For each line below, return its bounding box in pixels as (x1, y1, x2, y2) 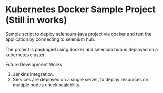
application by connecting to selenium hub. (5, 36, 95, 42)
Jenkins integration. (12, 71, 54, 77)
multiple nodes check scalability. (12, 82, 81, 88)
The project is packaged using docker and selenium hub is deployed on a (5, 46, 158, 52)
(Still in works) (5, 14, 67, 26)
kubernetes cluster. (5, 52, 46, 58)
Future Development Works (5, 61, 62, 67)
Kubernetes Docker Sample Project (5, 4, 156, 15)
